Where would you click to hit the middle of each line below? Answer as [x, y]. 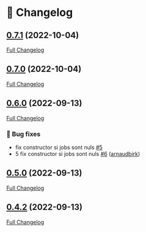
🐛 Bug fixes [24, 134]
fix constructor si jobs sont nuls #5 [59, 147]
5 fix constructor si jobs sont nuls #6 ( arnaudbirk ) [78, 153]
